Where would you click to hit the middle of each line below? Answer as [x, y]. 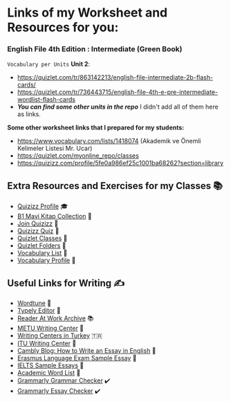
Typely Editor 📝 [39, 311]
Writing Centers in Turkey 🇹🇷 [59, 336]
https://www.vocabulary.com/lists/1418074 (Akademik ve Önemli [109, 141]
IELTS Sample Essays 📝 [50, 365]
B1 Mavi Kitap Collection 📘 [54, 217]
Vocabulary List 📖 [42, 253]
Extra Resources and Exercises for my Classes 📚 [115, 186]
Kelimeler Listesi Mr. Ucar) [55, 148]
